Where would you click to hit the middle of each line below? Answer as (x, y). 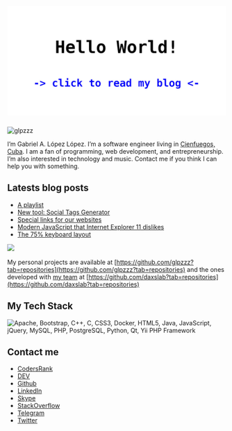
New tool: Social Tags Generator (64, 212)
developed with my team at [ (48, 277)
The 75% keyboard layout (54, 234)
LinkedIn (30, 391)
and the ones (205, 269)
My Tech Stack (40, 306)
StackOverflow (39, 406)
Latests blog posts (48, 188)
